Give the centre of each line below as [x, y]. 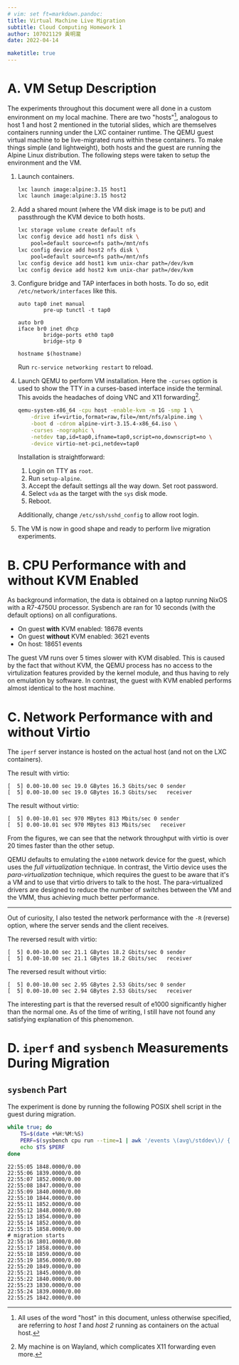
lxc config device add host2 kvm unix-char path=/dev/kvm [105, 270]
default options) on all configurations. [62, 615]
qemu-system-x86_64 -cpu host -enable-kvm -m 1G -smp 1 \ [105, 410]
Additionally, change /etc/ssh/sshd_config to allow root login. [108, 515]
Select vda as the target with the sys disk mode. [98, 494]
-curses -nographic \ [63, 430]
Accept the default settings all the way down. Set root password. [123, 486]
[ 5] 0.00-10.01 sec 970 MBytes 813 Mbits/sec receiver [97, 825]
